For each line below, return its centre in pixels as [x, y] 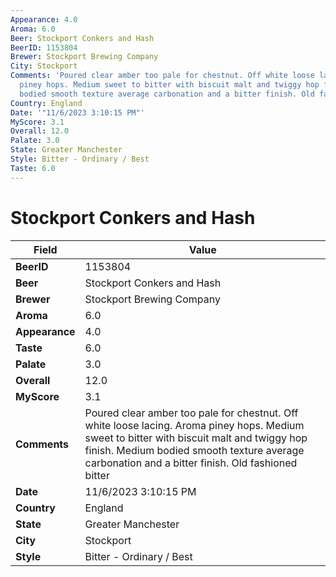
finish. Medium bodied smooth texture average [194, 450]
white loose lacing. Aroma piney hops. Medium [194, 425]
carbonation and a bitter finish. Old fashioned [191, 463]
